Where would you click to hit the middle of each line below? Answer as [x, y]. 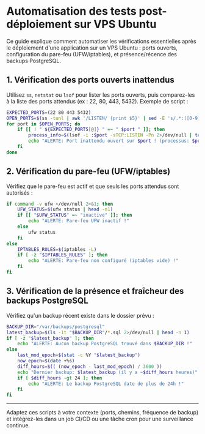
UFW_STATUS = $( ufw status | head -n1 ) [65, 209]
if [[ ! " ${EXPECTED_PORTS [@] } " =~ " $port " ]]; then [91, 130]
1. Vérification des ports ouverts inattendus [91, 80]
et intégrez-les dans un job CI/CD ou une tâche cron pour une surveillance [100, 419]
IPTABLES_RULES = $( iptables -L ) [57, 249]
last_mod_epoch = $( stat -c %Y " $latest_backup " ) [79, 355]
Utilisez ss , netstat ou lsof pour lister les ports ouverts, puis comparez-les [101, 95]
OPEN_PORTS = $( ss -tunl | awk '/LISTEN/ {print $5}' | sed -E [86, 118]
